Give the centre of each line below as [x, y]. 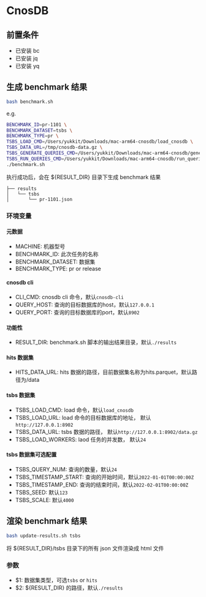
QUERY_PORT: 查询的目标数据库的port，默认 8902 [77, 313]
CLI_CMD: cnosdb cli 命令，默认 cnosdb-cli [69, 297]
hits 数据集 [20, 357]
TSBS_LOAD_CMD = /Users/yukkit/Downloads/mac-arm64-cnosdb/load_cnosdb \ [100, 142]
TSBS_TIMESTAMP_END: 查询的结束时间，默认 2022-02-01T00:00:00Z [102, 484]
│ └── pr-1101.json [39, 199]
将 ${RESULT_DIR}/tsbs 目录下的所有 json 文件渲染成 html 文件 [85, 548]
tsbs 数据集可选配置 [32, 455]
